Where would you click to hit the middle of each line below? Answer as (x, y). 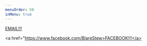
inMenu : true (18, 14)
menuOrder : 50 (20, 10)
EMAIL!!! (14, 28)
